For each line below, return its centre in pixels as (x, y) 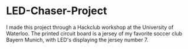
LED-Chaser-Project (57, 11)
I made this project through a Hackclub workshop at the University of (90, 27)
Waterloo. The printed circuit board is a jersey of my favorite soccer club (94, 33)
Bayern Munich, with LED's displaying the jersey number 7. (77, 40)
